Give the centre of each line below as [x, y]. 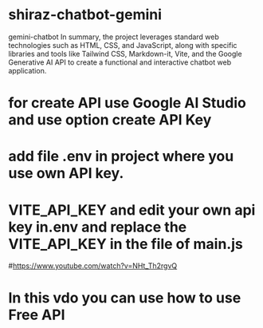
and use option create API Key [110, 120]
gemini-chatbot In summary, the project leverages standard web [114, 37]
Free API [37, 315]
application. [27, 70]
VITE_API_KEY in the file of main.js [126, 244]
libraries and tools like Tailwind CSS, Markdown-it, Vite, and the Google [125, 53]
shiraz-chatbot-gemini [85, 15]
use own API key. [66, 174]
